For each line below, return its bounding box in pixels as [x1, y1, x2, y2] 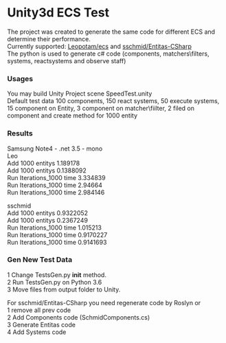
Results [7, 129, 33, 138]
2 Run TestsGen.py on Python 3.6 [7, 278, 102, 286]
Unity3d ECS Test [7, 5, 110, 21]
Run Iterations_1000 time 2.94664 [7, 181, 103, 189]
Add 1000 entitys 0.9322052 [7, 208, 88, 217]
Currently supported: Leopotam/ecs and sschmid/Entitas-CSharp [7, 42, 192, 50]
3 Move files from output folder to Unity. [7, 285, 121, 294]
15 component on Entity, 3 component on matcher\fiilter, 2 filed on [7, 104, 194, 113]
